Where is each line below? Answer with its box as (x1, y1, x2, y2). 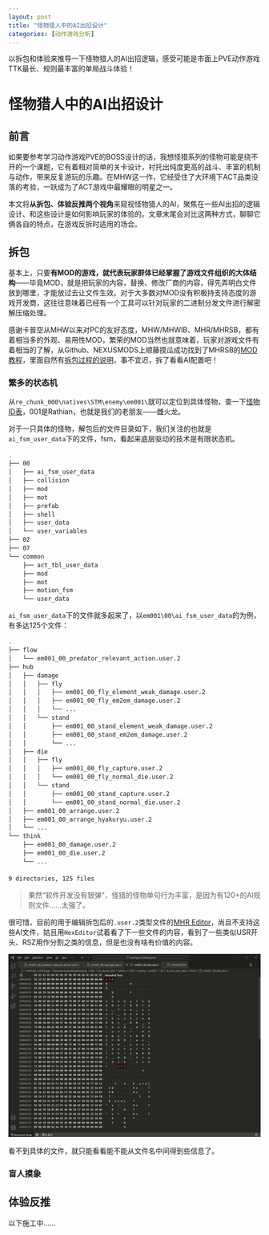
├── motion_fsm (22, 587, 74, 595)
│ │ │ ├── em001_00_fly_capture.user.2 (8, 765, 163, 773)
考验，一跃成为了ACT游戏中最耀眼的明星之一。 (22, 182, 178, 192)
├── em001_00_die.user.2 (22, 849, 106, 858)
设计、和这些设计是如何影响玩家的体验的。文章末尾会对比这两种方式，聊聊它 (8, 209, 261, 219)
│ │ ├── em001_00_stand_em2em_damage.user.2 (8, 730, 188, 738)
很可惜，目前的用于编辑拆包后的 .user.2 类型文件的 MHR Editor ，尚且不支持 (8, 917, 254, 927)
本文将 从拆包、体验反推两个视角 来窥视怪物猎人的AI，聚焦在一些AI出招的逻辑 (8, 199, 260, 209)
